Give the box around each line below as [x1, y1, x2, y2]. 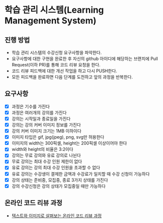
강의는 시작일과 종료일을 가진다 [11, 116, 71, 122]
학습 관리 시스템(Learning [4, 4, 104, 16]
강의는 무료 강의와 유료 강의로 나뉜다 [11, 152, 81, 159]
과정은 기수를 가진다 [11, 103, 50, 109]
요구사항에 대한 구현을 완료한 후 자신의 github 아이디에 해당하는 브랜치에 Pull [11, 56, 158, 61]
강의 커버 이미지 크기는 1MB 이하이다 [11, 128, 81, 134]
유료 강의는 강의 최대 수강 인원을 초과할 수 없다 [11, 164, 101, 171]
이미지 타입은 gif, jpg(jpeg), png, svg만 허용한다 [11, 134, 104, 140]
